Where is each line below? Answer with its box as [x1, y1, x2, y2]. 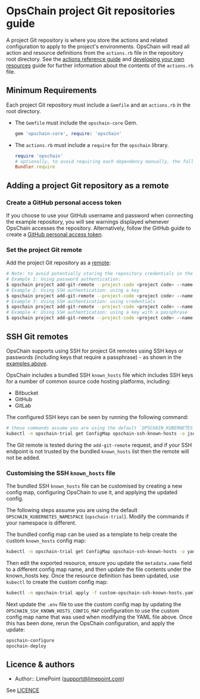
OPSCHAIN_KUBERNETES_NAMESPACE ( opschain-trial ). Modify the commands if [6, 513, 189, 520]
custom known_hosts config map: [6, 537, 86, 544]
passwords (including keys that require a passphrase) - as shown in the [6, 353, 182, 361]
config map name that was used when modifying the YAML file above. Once [6, 613, 193, 620]
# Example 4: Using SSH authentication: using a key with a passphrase [6, 310, 187, 316]
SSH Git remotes [6, 332, 68, 342]
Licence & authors [6, 659, 75, 669]
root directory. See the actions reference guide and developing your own [6, 55, 185, 63]
